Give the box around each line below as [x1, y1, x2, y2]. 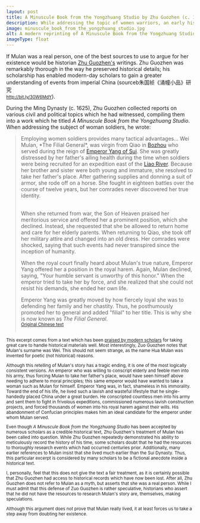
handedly [6, 394, 26, 400]
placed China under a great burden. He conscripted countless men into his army [26, 394, 190, 400]
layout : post [6, 8, 39, 15]
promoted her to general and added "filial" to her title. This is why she [20, 309, 192, 316]
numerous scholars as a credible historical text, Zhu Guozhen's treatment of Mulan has [6, 429, 184, 435]
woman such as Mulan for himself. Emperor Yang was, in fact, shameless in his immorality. [6, 383, 191, 389]
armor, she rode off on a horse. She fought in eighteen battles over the [20, 179, 194, 186]
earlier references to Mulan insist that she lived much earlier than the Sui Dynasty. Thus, [6, 450, 186, 456]
